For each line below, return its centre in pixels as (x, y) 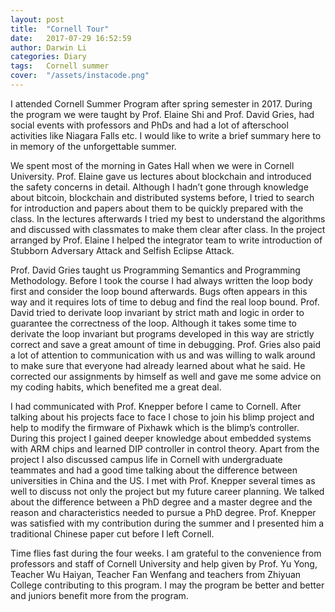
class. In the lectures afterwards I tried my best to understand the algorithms (168, 218)
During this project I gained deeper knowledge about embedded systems (161, 438)
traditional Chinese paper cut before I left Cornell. (112, 533)
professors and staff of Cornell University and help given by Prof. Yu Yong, (164, 563)
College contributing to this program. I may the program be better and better (167, 585)
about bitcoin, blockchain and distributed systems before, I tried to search (162, 197)
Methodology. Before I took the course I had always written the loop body (161, 280)
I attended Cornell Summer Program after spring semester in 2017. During (161, 103)
